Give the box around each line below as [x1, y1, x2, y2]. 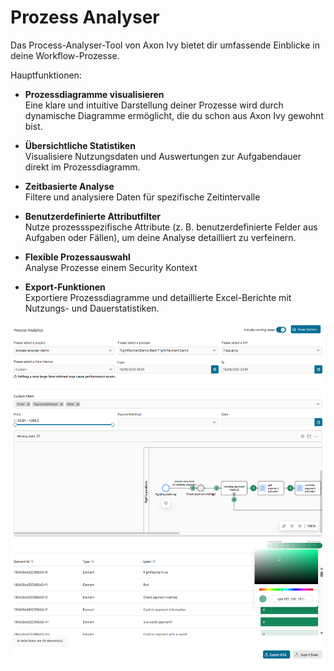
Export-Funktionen [24, 281, 106, 293]
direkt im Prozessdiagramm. [24, 161, 141, 173]
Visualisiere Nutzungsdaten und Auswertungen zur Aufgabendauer [24, 150, 302, 162]
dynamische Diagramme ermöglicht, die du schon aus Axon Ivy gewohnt [24, 109, 324, 121]
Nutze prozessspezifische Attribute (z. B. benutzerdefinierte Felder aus [24, 221, 318, 233]
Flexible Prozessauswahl [24, 251, 131, 263]
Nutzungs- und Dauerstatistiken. [24, 302, 160, 314]
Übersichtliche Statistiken [24, 139, 136, 151]
